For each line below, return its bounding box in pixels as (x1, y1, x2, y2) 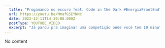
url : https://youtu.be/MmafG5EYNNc (9, 12, 82, 16)
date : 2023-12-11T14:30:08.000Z (9, 16, 76, 21)
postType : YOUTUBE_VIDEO (9, 20, 60, 26)
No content (4, 38, 28, 44)
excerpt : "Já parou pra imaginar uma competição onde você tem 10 (9, 25, 148, 30)
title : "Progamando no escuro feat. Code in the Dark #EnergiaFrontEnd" (9, 7, 162, 12)
